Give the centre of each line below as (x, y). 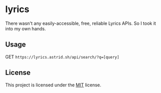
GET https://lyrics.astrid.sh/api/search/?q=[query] (62, 57)
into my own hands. (26, 28)
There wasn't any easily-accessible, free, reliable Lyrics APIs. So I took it (81, 23)
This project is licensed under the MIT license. (53, 85)
